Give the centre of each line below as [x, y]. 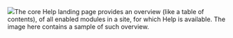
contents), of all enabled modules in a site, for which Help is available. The [116, 19]
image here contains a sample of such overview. [78, 27]
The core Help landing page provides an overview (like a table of [109, 12]
